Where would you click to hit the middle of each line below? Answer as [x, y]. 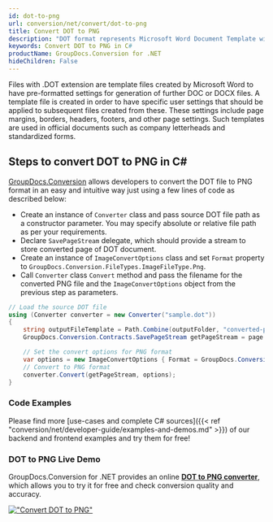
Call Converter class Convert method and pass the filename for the [131, 275]
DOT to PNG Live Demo [54, 459]
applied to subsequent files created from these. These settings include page [136, 110]
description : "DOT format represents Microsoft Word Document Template [132, 39]
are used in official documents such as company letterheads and [117, 128]
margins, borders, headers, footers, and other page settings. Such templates [136, 119]
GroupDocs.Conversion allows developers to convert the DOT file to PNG [131, 181]
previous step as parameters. [69, 292]
